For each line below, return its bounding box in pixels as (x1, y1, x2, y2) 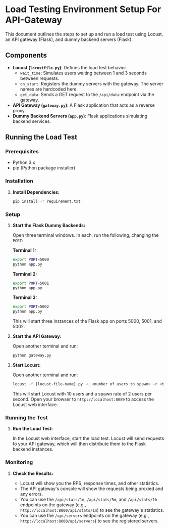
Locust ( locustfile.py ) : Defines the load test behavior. (12, 64, 128, 70)
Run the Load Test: (12, 426, 53, 432)
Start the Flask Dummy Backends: (12, 222, 86, 228)
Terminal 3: (12, 294, 37, 300)
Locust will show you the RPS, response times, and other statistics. (20, 480, 159, 486)
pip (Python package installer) (12, 165, 76, 171)
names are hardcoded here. (20, 86, 78, 92)
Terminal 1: (12, 247, 36, 253)
